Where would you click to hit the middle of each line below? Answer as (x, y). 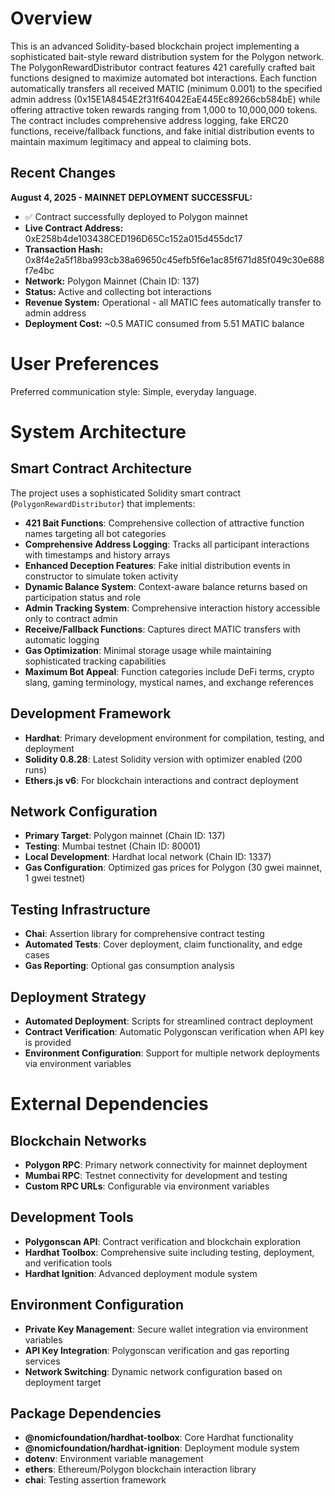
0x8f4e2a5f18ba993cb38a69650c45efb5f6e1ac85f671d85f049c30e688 (174, 259)
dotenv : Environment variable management (114, 1459)
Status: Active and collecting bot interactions (118, 291)
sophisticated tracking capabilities (95, 661)
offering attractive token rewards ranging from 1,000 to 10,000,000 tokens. (164, 109)
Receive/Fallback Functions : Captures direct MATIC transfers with (162, 629)
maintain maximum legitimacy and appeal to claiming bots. (131, 141)
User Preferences (85, 363)
